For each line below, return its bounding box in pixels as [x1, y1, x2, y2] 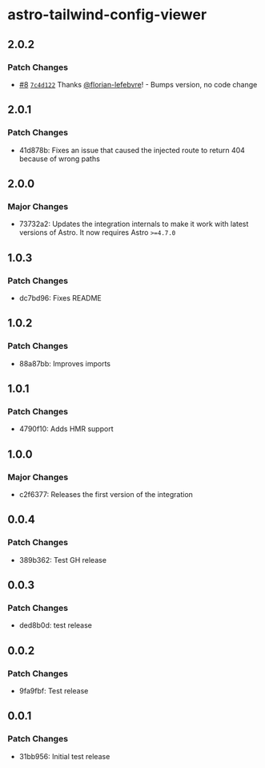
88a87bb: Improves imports [18, 358, 111, 368]
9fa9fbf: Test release [18, 686, 89, 696]
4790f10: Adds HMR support [18, 424, 114, 434]
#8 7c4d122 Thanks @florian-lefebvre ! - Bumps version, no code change [18, 79, 258, 89]
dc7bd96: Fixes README [18, 293, 102, 302]
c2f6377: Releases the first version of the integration [18, 490, 194, 499]
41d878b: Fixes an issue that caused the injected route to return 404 [18, 145, 246, 155]
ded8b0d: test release [18, 620, 93, 630]
